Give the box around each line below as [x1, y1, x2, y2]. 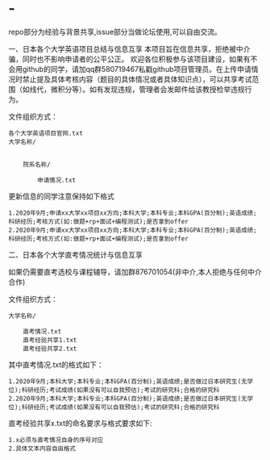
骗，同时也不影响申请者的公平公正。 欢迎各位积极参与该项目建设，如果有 [8, 54, 251, 64]
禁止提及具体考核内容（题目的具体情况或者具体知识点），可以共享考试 [22, 74, 252, 84]
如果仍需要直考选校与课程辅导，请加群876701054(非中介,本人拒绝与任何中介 [8, 266, 262, 277]
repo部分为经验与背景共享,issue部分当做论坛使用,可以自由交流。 [8, 27, 222, 36]
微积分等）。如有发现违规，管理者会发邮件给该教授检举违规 [50, 84, 245, 94]
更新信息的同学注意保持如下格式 [8, 191, 114, 201]
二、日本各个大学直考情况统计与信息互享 [8, 249, 143, 259]
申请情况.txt [37, 176, 77, 184]
